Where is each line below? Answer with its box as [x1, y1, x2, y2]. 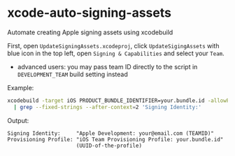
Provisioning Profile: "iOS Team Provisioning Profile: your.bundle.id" [7, 136, 224, 143]
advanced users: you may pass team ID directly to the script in [17, 62, 198, 71]
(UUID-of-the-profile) [76, 142, 142, 149]
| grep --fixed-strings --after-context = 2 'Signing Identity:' [13, 104, 201, 111]
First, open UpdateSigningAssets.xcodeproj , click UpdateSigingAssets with [7, 41, 220, 50]
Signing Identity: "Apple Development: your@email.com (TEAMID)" [7, 129, 215, 137]
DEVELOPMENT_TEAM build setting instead [17, 70, 128, 78]
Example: [7, 83, 34, 92]
